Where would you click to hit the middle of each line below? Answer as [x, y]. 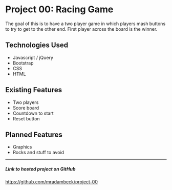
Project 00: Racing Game [59, 9]
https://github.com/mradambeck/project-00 [52, 182]
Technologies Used [37, 45]
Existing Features [34, 90]
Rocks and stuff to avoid [38, 153]
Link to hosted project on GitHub [40, 169]
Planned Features [34, 134]
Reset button [26, 118]
